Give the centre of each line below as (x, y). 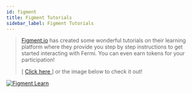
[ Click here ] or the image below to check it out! (82, 72)
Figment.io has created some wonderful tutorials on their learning (103, 41)
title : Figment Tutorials (39, 18)
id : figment (21, 12)
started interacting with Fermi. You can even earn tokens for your (103, 53)
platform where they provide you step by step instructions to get (102, 47)
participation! (38, 60)
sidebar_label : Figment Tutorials (50, 23)
